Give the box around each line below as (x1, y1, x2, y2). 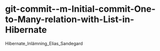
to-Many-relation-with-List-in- (5, 14, 134, 25)
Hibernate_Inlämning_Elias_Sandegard (5, 40, 83, 46)
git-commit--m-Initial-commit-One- (5, 3, 156, 15)
